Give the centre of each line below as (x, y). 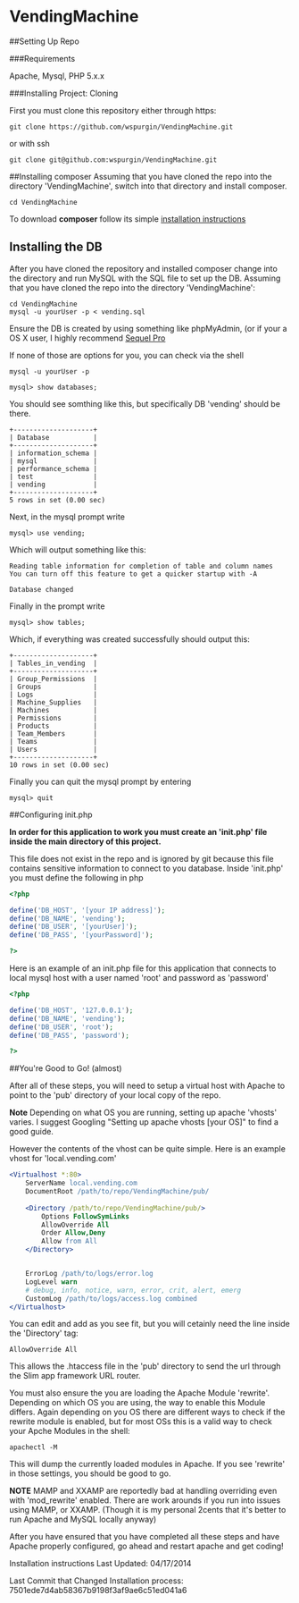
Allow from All (70, 1241)
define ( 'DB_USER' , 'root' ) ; (62, 1027)
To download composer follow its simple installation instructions (128, 219)
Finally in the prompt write (57, 606)
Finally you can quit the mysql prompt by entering (100, 781)
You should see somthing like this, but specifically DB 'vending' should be (145, 403)
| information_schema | (54, 453)
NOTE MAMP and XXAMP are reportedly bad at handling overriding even (143, 1491)
